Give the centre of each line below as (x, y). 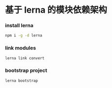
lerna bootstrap (21, 81)
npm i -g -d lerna (24, 35)
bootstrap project (26, 70)
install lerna (19, 26)
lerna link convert (25, 58)
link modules (21, 48)
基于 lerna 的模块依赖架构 (56, 10)
